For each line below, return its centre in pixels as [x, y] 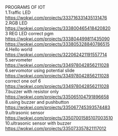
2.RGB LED [16, 23]
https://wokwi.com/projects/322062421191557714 [56, 55]
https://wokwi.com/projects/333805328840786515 [58, 44]
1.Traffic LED [18, 12]
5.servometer [19, 60]
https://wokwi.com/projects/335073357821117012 [56, 128]
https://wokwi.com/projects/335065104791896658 [57, 97]
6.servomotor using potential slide [40, 70]
